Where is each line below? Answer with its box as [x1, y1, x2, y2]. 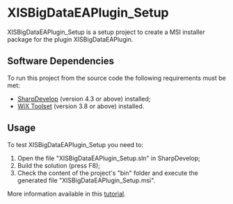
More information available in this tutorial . [7, 189, 127, 198]
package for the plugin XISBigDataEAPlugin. [7, 35, 134, 43]
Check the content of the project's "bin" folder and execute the [17, 169, 198, 177]
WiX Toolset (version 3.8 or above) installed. [17, 102, 145, 110]
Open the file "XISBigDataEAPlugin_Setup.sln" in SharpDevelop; [17, 154, 200, 162]
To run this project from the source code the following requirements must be [7, 74, 226, 82]
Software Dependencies [7, 56, 115, 67]
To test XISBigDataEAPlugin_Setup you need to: [7, 140, 144, 148]
